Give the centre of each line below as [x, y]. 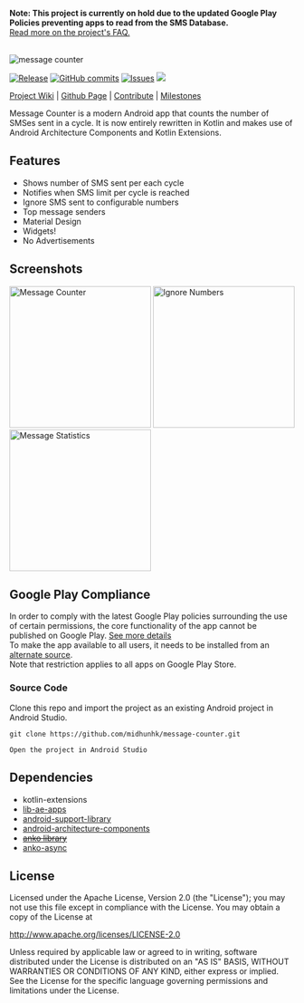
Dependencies [51, 778]
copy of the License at [51, 917]
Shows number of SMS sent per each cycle [103, 183]
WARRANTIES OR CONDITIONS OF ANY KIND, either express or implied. [144, 971]
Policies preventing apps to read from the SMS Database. [119, 23]
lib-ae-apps [44, 809]
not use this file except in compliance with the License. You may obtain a [145, 907]
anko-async [45, 847]
